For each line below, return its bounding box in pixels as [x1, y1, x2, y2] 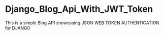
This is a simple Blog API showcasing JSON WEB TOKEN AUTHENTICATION [5, 20, 160, 26]
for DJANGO [5, 25, 31, 31]
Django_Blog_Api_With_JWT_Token [5, 3, 153, 15]
